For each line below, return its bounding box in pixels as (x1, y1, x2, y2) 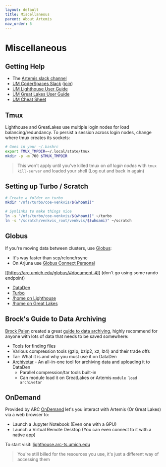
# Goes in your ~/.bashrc (5, 145, 58, 150)
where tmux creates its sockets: (5, 135, 70, 141)
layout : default (5, 7, 39, 12)
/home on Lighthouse (12, 295, 56, 301)
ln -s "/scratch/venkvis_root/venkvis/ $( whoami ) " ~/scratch (5, 218, 132, 223)
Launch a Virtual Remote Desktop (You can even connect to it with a (12, 427, 152, 433)
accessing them (17, 457, 51, 463)
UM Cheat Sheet (12, 96, 47, 102)
